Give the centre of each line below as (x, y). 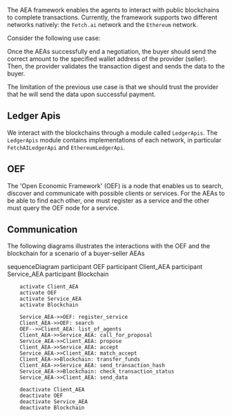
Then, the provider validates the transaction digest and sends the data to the (116, 66)
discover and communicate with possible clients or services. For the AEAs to (116, 193)
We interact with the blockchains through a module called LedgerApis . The (113, 132)
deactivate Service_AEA (54, 402)
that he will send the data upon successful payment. (81, 94)
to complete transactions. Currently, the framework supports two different (112, 17)
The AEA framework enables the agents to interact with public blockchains (113, 10)
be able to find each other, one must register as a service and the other (108, 201)
